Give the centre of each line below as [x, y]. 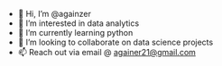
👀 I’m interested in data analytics [79, 23]
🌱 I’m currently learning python [75, 33]
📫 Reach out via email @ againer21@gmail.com [107, 52]
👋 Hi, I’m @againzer [55, 14]
